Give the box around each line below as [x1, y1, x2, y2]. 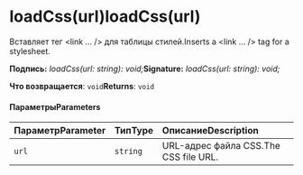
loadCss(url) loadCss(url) [9, 6, 201, 27]
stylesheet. [9, 45, 51, 56]
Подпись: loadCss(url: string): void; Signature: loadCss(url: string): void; [9, 63, 280, 74]
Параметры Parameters [9, 101, 101, 112]
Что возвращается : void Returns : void [9, 80, 155, 91]
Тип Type [114, 124, 154, 137]
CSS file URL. [161, 151, 219, 163]
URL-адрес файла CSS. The [161, 140, 281, 152]
